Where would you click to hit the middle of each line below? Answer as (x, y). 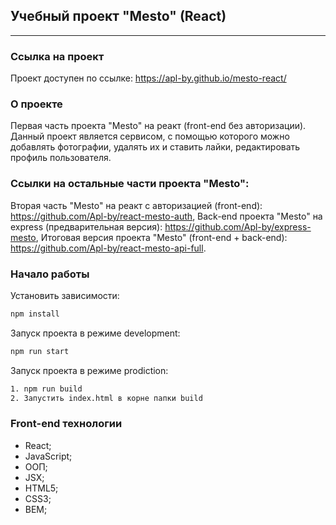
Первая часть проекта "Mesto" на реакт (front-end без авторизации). (158, 126)
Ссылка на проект (57, 56)
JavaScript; (48, 456)
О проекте (36, 104)
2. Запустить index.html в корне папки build (106, 398)
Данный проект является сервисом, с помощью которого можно (150, 136)
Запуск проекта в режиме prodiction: (89, 370)
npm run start (40, 351)
